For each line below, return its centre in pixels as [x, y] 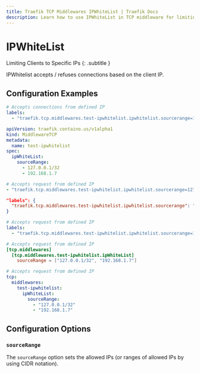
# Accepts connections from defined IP [56, 107]
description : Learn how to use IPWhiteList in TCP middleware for [90, 17]
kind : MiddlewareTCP [32, 135]
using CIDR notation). [32, 363]
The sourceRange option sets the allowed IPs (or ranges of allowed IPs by [95, 357]
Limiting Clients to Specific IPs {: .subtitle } [58, 63]
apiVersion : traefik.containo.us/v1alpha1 [60, 129]
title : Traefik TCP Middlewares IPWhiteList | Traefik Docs [82, 12]
